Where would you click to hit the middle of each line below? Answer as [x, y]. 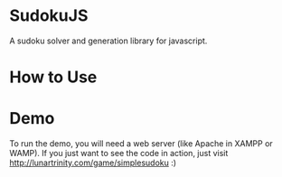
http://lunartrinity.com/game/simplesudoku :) [93, 163]
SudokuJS [49, 16]
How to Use [53, 77]
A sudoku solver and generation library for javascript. [108, 41]
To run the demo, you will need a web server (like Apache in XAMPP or [141, 144]
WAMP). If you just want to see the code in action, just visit [119, 154]
